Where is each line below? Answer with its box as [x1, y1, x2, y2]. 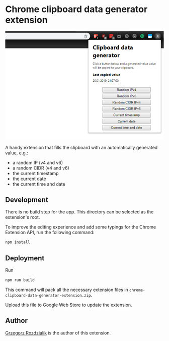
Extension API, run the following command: [5, 230, 95, 236]
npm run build [5, 277, 35, 283]
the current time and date [12, 181, 65, 187]
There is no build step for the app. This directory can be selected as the [5, 209, 154, 215]
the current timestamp [12, 170, 59, 176]
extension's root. [5, 214, 40, 220]
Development [5, 195, 49, 204]
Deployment [5, 254, 45, 262]
